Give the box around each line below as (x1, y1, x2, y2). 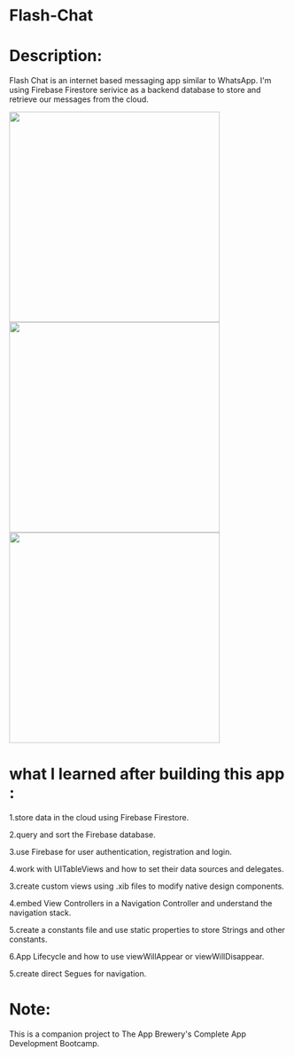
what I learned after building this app (9, 764, 285, 784)
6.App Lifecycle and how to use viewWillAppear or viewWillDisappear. (9, 952, 265, 962)
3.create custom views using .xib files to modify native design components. (9, 881, 285, 891)
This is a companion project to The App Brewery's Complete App (9, 1029, 246, 1039)
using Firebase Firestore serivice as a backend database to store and (9, 85, 261, 96)
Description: (9, 46, 103, 66)
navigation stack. (9, 907, 72, 918)
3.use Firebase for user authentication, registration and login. (9, 847, 233, 858)
